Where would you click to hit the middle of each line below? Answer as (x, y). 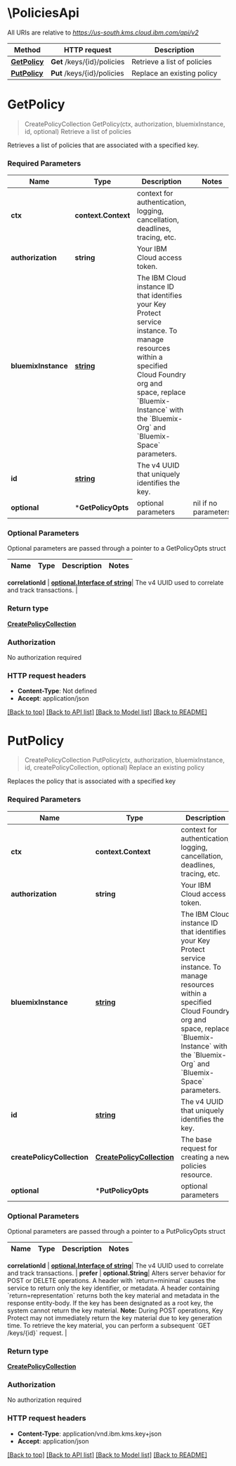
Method (27, 49)
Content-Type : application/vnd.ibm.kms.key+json (90, 1434)
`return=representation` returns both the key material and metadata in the (113, 1295)
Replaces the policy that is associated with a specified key (92, 781)
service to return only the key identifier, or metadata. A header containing (113, 1288)
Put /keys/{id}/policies (87, 73)
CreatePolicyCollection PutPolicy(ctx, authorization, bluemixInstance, (124, 760)
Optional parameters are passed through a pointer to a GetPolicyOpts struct (117, 549)
